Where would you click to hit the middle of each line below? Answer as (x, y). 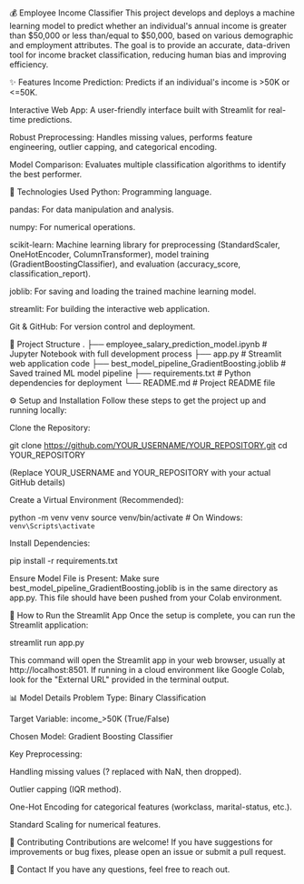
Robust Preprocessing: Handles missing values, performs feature (131, 137)
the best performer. (46, 174)
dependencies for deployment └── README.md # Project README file (142, 383)
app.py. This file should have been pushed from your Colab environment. (146, 598)
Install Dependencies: (50, 543)
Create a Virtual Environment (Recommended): (97, 500)
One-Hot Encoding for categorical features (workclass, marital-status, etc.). (151, 807)
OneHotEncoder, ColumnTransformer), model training (109, 254)
